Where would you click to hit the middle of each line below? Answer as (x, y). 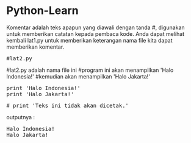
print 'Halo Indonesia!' (43, 88)
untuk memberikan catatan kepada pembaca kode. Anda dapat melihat (95, 33)
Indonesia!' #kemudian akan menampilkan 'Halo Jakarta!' (78, 76)
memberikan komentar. (35, 47)
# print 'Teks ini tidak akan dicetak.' (68, 105)
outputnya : (21, 117)
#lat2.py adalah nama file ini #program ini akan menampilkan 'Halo (90, 70)
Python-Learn (43, 11)
